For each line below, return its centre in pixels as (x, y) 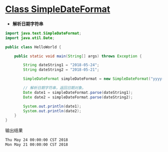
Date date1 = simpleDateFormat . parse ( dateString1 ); (78, 92)
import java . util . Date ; (30, 38)
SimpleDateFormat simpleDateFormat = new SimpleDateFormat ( (87, 79)
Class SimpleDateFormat (58, 9)
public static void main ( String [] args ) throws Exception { (78, 56)
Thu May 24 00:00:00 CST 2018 (37, 140)
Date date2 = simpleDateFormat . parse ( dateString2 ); (78, 97)
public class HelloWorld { (33, 47)
